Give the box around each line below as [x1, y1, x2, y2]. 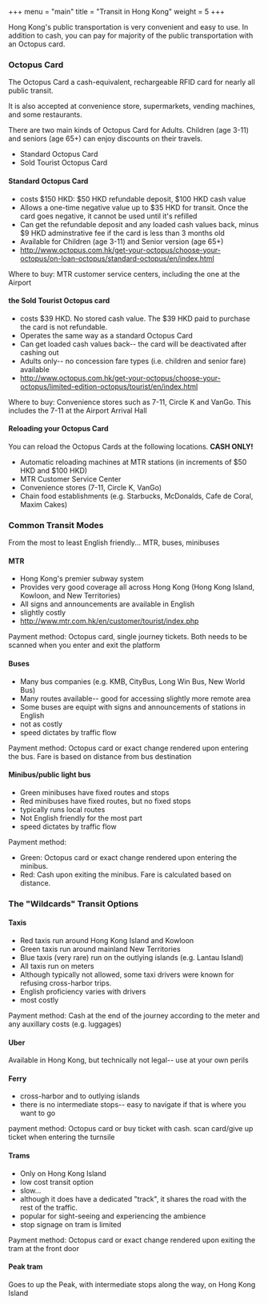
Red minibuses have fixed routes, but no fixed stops [19, 796, 191, 806]
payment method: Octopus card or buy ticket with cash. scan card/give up [8, 1124, 254, 1134]
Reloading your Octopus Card [8, 424, 109, 434]
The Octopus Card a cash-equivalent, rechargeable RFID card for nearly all [8, 78, 256, 87]
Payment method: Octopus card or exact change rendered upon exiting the [8, 1235, 256, 1245]
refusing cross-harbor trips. [19, 978, 112, 987]
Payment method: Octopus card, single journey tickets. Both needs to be [8, 632, 248, 642]
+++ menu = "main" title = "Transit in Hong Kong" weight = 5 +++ [8, 7, 226, 16]
